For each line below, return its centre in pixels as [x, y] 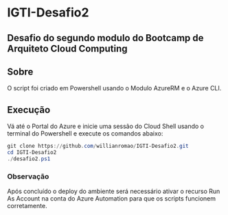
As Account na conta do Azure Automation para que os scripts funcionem [112, 199]
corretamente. [27, 206]
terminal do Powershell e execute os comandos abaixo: [85, 134]
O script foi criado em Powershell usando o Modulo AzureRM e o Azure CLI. [114, 88]
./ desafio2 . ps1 [29, 159]
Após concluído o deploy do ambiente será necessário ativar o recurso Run [114, 191]
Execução [29, 110]
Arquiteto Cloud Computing [68, 48]
